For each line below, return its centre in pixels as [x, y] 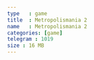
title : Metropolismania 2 [47, 20]
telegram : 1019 [30, 39]
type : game [27, 13]
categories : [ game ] [35, 33]
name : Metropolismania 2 [47, 26]
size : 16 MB [26, 46]
